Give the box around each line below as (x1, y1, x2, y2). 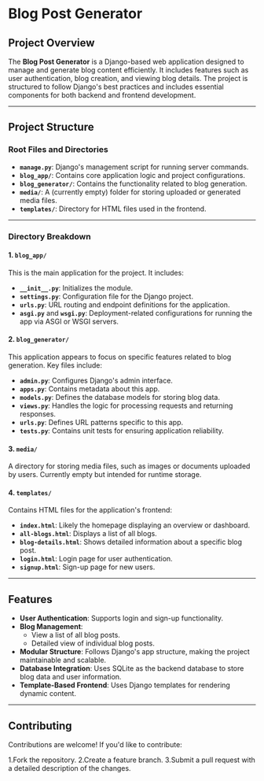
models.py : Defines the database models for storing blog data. (19, 393, 220, 402)
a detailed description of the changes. (8, 764, 131, 773)
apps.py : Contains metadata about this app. (19, 384, 160, 394)
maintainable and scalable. (19, 655, 107, 665)
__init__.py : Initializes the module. (19, 283, 134, 292)
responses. (19, 409, 57, 419)
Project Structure (8, 120, 94, 134)
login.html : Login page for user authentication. (19, 554, 173, 564)
